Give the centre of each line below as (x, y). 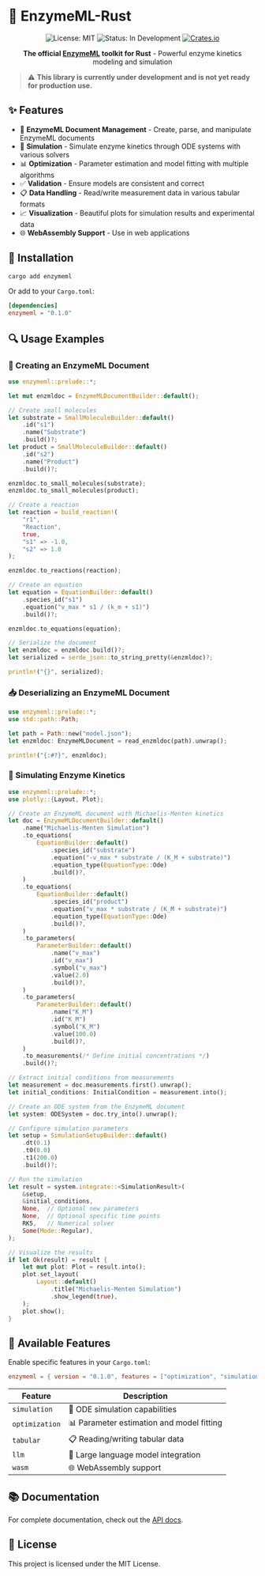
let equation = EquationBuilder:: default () (81, 592)
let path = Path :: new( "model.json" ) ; (70, 733)
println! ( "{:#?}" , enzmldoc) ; (58, 755)
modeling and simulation (132, 62)
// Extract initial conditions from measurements (91, 1078)
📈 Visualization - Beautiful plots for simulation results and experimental (137, 213)
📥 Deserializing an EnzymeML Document (89, 693)
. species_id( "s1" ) (52, 599)
